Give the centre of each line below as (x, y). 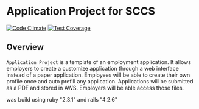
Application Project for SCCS (81, 11)
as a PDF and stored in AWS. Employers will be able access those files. (95, 88)
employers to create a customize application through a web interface (93, 68)
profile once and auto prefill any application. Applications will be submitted (100, 81)
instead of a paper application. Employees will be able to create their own (98, 75)
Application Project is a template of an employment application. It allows (99, 62)
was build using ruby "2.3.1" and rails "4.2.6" (62, 99)
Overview (25, 47)
